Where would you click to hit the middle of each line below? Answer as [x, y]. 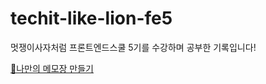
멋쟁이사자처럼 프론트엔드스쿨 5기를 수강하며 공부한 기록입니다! [133, 47]
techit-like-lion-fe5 [91, 18]
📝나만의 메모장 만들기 [52, 68]
